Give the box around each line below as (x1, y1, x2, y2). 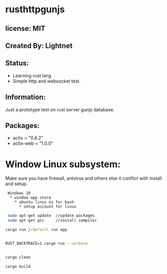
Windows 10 (7, 191, 31, 196)
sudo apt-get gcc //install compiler (7, 218, 97, 223)
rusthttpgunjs (5, 4, 65, 15)
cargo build (5, 264, 31, 269)
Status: (5, 59, 29, 68)
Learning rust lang (12, 72, 52, 79)
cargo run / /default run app (5, 227, 67, 232)
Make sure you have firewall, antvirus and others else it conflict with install (5, 175, 162, 182)
